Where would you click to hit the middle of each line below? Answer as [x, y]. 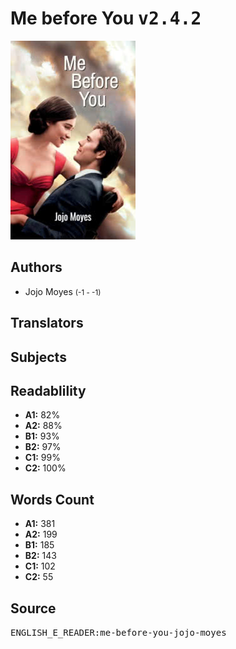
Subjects [38, 357]
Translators [47, 323]
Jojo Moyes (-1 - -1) [63, 291]
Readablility [48, 390]
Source [33, 608]
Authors [36, 267]
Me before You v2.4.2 [106, 18]
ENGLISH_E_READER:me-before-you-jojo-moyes [118, 632]
